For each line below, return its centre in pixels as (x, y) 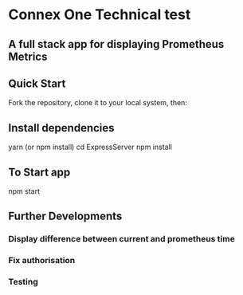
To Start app (39, 172)
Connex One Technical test (100, 15)
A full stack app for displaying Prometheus (116, 44)
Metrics (28, 56)
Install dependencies (61, 128)
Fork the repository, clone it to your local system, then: (98, 103)
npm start (24, 191)
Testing (23, 282)
